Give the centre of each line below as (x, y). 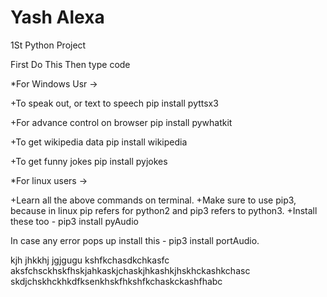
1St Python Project (48, 45)
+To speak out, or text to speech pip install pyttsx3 (114, 103)
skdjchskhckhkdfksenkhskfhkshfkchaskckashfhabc (116, 281)
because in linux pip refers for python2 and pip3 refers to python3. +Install (164, 210)
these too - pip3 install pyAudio (74, 221)
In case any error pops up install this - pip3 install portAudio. (135, 240)
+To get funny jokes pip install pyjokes (89, 161)
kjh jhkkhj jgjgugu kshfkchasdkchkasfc (90, 260)
